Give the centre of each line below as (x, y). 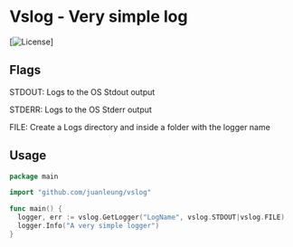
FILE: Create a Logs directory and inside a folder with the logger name (140, 127)
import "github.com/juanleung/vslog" (80, 193)
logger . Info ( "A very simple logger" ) (89, 226)
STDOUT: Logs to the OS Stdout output (82, 91)
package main (34, 176)
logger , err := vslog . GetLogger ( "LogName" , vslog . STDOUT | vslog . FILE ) (151, 218)
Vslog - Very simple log (99, 17)
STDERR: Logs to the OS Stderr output (80, 109)
